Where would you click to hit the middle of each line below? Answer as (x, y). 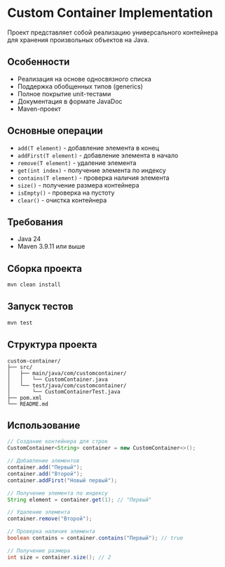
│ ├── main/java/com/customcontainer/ (67, 373)
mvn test (20, 322)
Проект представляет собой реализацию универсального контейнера (113, 32)
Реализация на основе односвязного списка (84, 79)
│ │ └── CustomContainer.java (58, 379)
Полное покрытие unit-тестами (64, 93)
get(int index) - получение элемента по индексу (91, 170)
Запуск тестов (40, 307)
